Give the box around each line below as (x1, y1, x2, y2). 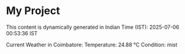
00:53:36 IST (6, 29, 38, 36)
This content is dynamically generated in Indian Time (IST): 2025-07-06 (6, 23, 180, 31)
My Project (6, 4, 60, 18)
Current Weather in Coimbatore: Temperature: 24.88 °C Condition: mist (6, 41, 177, 48)
